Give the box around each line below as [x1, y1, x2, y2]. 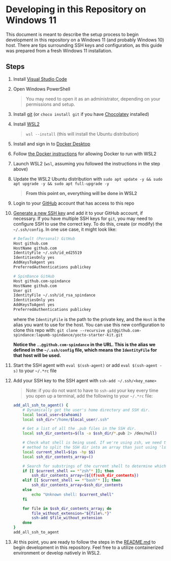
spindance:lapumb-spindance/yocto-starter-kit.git [13, 332, 123, 337]
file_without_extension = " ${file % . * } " [32, 510, 111, 516]
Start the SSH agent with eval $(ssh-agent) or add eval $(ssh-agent [13, 362, 158, 368]
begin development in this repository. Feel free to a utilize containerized [13, 544, 164, 550]
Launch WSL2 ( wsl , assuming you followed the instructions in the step [13, 160, 160, 166]
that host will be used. [13, 352, 62, 358]
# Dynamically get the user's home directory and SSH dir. [22, 407, 151, 412]
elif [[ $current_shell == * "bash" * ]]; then [22, 478, 121, 483]
